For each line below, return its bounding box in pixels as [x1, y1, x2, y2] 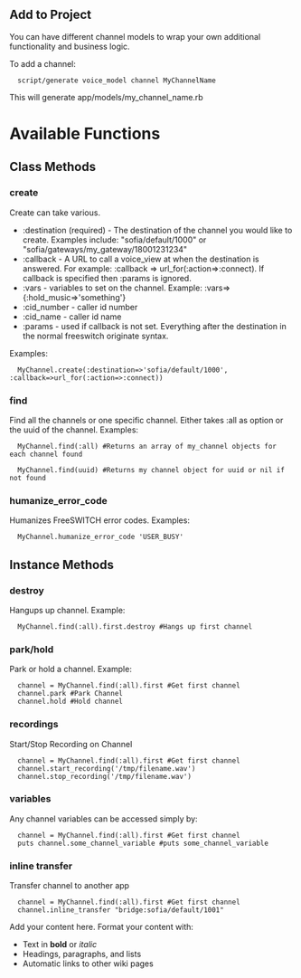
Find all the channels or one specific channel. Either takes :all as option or [9, 414, 284, 425]
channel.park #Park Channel [17, 689, 124, 698]
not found [9, 473, 47, 482]
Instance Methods [9, 556, 115, 573]
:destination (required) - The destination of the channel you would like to [22, 224, 293, 235]
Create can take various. [9, 207, 101, 218]
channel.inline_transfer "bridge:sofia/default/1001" [17, 906, 224, 915]
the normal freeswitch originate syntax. [22, 330, 169, 341]
